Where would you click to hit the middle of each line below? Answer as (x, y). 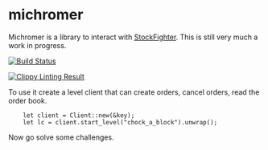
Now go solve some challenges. (61, 137)
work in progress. (37, 45)
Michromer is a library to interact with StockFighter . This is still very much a (133, 37)
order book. (28, 100)
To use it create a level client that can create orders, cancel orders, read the (134, 92)
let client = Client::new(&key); (79, 115)
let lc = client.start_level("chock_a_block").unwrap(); (120, 122)
